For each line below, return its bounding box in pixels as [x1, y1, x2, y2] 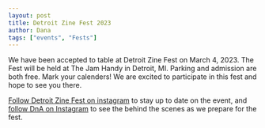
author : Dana [8, 26, 51, 34]
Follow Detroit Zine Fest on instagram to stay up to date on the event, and [8, 96, 248, 105]
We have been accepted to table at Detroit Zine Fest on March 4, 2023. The [8, 55, 255, 65]
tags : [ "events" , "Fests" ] [8, 33, 97, 42]
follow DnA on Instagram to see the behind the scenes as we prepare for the [8, 104, 257, 114]
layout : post [8, 11, 51, 20]
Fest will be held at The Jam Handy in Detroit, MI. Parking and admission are [8, 64, 257, 73]
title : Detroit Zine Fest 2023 [8, 19, 112, 27]
